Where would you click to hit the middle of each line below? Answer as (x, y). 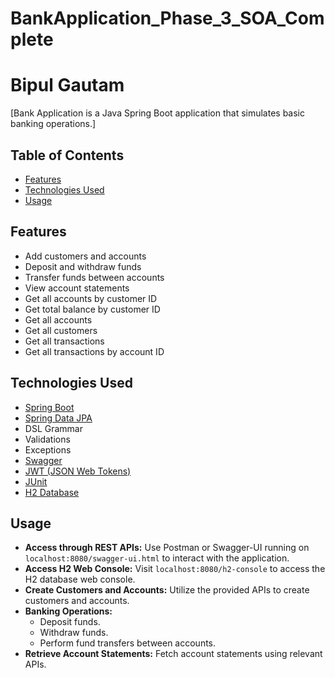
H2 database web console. (80, 579)
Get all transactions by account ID (94, 351)
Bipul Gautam (67, 85)
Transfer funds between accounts (94, 277)
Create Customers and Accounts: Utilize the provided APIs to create (167, 590)
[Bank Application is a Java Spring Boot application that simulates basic (158, 113)
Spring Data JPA (58, 418)
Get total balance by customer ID (92, 309)
